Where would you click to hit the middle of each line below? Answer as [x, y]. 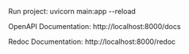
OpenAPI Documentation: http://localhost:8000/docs [94, 26]
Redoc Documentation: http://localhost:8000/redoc [92, 41]
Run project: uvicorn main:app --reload [72, 11]
